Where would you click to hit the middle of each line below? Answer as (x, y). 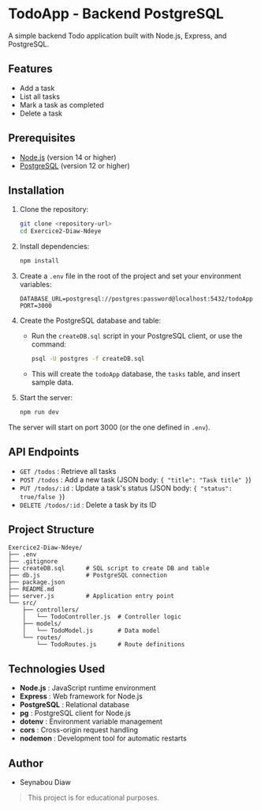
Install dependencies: (54, 247)
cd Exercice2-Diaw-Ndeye (60, 231)
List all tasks (40, 97)
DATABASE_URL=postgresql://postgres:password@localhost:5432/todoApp (136, 299)
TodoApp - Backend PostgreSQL (116, 14)
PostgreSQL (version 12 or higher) (75, 165)
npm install (39, 261)
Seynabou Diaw (45, 782)
